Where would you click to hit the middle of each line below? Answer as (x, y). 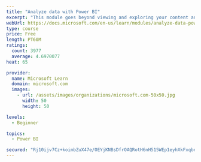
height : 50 (36, 106)
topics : (16, 133)
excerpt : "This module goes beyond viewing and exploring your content (97, 17)
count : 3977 (27, 51)
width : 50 (34, 101)
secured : (17, 150)
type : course (22, 28)
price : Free (21, 34)
